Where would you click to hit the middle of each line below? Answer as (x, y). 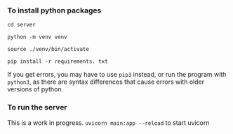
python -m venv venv (38, 37)
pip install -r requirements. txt (58, 61)
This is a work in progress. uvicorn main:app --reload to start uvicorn (108, 122)
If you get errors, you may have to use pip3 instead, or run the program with (117, 75)
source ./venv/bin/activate (48, 50)
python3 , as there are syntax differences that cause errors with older (106, 82)
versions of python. (35, 89)
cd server (22, 25)
